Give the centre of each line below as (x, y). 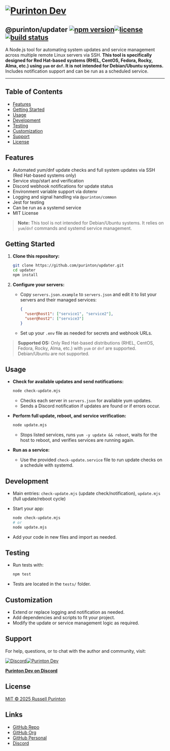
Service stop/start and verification (48, 180)
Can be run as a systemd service (47, 207)
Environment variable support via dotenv (55, 191)
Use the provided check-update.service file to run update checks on (91, 460)
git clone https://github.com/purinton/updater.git (68, 266)
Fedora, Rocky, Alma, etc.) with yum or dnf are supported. (77, 348)
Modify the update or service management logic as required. (76, 623)
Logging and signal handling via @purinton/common (65, 197)
